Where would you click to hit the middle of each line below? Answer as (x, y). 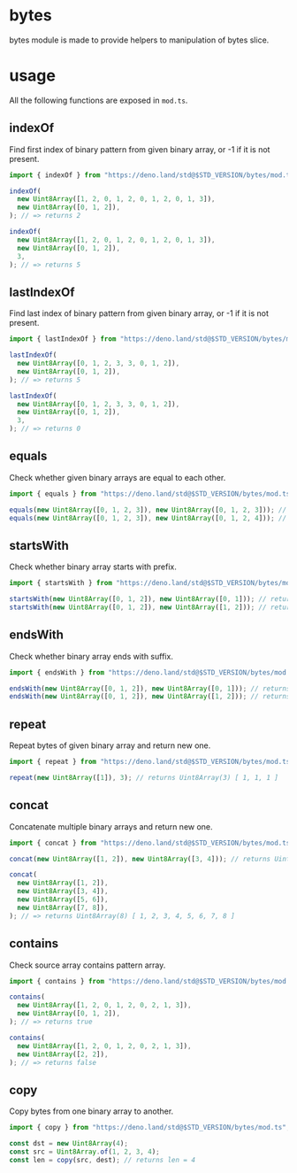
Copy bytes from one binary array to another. (91, 1111)
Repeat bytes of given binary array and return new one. (110, 745)
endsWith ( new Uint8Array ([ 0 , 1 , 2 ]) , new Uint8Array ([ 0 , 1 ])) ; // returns (150, 688)
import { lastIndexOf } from (63, 339)
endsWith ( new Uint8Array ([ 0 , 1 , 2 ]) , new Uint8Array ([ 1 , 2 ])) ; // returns (150, 697)
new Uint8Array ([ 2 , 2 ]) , (63, 1054)
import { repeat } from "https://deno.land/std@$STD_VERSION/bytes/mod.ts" (152, 762)
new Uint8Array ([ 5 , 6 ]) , (63, 899)
